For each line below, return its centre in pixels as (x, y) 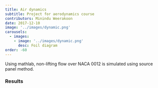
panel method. (19, 69)
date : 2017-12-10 (23, 23)
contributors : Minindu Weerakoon (39, 18)
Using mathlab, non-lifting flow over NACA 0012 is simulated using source (79, 64)
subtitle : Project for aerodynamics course (50, 14)
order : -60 (16, 50)
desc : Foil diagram (37, 45)
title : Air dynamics (26, 9)
